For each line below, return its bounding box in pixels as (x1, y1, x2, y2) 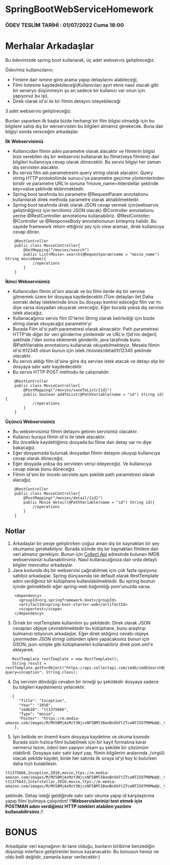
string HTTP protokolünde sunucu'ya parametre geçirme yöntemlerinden (12, 175, 164, 181)
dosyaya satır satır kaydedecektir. (12, 363, 83, 370)
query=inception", (5, 670, 44, 675)
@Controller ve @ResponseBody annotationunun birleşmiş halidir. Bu (12, 218, 157, 224)
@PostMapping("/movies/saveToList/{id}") (23, 388, 112, 393)
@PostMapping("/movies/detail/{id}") (23, 496, 103, 501)
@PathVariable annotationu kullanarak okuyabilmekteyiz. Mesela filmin (12, 342, 160, 348)
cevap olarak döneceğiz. (12, 456, 64, 462)
